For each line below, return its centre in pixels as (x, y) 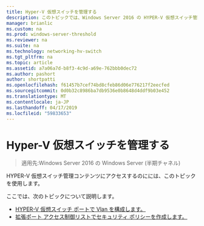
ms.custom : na (24, 29)
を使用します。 (25, 184)
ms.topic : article (29, 62)
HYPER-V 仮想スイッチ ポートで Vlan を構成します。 (80, 209)
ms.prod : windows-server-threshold (51, 35)
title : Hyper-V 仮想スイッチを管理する (52, 12)
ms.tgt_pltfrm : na (29, 57)
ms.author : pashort (31, 74)
